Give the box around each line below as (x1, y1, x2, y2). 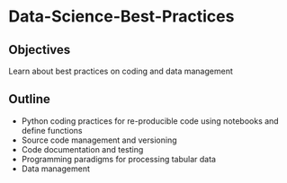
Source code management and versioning (21, 135, 177, 145)
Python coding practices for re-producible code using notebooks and (21, 115, 280, 126)
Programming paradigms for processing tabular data (21, 153, 217, 164)
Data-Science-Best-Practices (8, 6, 235, 27)
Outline (8, 91, 50, 107)
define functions (21, 125, 83, 135)
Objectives (8, 42, 71, 57)
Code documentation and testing (21, 144, 144, 154)
